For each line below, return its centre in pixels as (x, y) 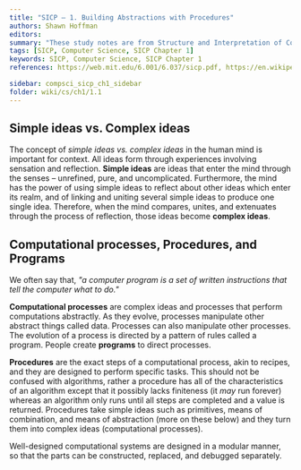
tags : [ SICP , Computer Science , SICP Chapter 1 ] (102, 51)
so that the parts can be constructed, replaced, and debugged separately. (146, 456)
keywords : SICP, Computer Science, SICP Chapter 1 (106, 59)
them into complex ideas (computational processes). (106, 429)
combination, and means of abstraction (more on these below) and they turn (150, 419)
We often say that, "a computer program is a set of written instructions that (148, 280)
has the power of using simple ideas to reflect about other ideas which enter (150, 188)
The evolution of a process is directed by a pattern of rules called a (133, 336)
